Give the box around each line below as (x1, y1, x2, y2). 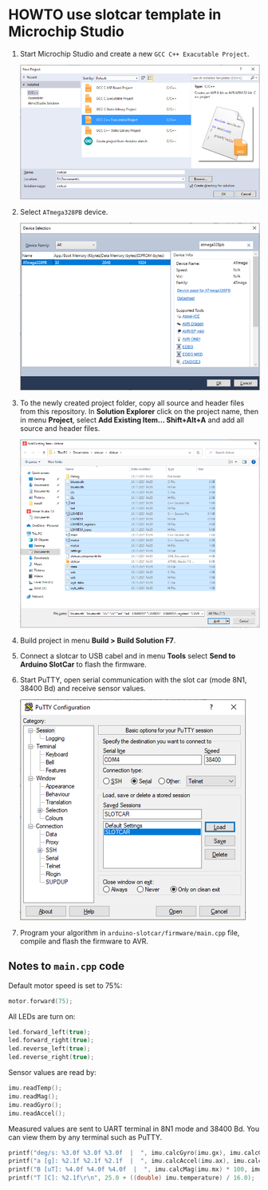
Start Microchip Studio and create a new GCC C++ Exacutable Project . (19, 49, 250, 58)
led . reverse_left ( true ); (8, 1045, 91, 1053)
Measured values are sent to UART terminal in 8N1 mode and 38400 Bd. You (8, 1124, 260, 1133)
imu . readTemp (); (8, 1084, 62, 1093)
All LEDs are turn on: (8, 1011, 76, 1021)
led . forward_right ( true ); (8, 1036, 94, 1045)
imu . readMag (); (8, 1092, 59, 1101)
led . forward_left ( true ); (8, 1028, 91, 1036)
